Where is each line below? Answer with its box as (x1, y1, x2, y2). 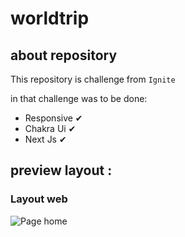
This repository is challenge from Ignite (10, 73, 176, 85)
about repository (10, 47, 118, 64)
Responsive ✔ (24, 112, 83, 124)
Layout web (10, 192, 68, 206)
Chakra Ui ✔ (24, 123, 77, 134)
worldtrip (10, 7, 90, 30)
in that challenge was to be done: (10, 93, 148, 104)
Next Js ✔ (24, 133, 67, 145)
